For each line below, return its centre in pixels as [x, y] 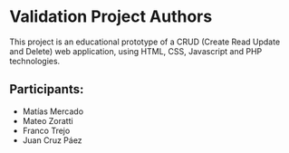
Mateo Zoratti [48, 120]
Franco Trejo [46, 130]
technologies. [35, 61]
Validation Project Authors [111, 17]
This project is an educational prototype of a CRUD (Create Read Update [145, 42]
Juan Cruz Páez [53, 140]
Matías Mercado [53, 111]
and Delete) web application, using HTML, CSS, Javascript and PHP [136, 51]
